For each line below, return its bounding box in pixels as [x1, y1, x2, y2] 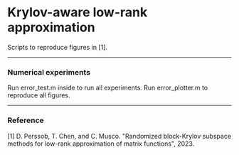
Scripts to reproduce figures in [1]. [7, 43, 108, 51]
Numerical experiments [7, 67, 91, 77]
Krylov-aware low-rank [7, 4, 148, 21]
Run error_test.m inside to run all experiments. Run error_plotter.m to [7, 83, 208, 92]
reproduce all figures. [7, 91, 70, 100]
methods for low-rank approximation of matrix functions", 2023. [7, 139, 195, 148]
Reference [7, 115, 44, 125]
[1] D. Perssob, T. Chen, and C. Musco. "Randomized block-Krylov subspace [7, 132, 232, 140]
